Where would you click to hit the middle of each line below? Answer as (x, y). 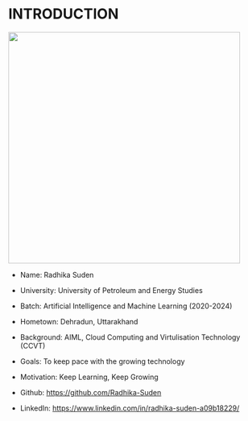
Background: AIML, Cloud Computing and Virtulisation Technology (130, 337)
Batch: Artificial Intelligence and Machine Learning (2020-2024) (126, 306)
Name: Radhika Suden (57, 274)
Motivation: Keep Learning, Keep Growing (89, 377)
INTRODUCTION (64, 14)
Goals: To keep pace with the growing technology (102, 361)
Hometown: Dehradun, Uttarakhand (79, 321)
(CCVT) (33, 345)
